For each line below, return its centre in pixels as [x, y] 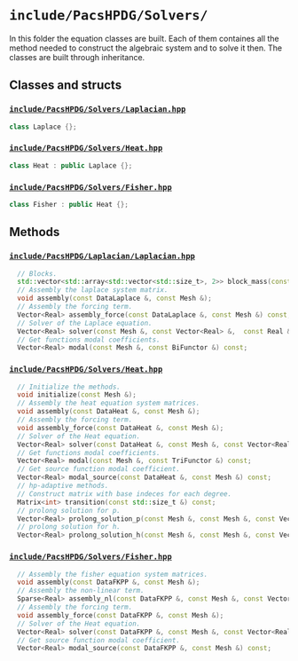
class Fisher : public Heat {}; [69, 204]
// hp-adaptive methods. [63, 486]
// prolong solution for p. [69, 510]
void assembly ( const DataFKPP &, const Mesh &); [109, 582]
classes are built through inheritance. [77, 57]
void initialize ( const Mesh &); [77, 395]
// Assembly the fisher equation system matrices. [113, 574]
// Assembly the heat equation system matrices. [109, 403]
